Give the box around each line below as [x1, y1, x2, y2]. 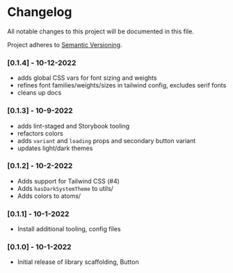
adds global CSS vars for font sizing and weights [17, 74, 157, 82]
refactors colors [17, 129, 64, 138]
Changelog [7, 4, 72, 20]
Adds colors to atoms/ [17, 192, 81, 200]
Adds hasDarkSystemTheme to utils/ [17, 184, 113, 192]
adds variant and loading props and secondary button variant [17, 136, 196, 144]
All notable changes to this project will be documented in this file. [7, 27, 195, 35]
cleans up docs [17, 88, 62, 97]
